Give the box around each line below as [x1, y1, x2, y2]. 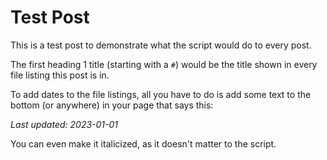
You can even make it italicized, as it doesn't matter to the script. [10, 137, 277, 150]
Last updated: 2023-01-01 [10, 118, 119, 130]
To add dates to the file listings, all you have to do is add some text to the [10, 88, 312, 100]
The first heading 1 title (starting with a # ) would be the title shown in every [10, 58, 318, 70]
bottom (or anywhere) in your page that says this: [10, 99, 214, 111]
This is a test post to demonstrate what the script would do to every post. [10, 39, 312, 51]
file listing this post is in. [10, 69, 110, 81]
